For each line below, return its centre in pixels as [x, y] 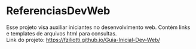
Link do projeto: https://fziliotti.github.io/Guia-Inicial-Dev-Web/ [83, 40]
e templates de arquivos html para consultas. [62, 33]
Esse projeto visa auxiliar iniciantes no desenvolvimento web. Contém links [98, 27]
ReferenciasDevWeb [58, 11]
